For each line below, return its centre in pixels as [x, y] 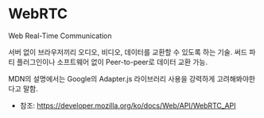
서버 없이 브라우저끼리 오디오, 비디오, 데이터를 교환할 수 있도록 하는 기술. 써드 [128, 51]
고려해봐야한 [236, 78]
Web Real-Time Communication [60, 36]
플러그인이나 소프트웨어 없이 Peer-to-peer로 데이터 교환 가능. [112, 62]
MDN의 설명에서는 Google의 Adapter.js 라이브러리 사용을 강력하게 [112, 78]
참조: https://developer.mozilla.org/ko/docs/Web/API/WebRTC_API [128, 105]
